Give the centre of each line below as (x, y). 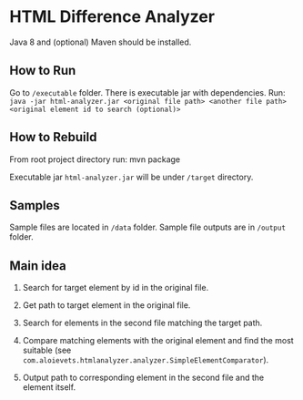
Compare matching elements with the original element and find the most (158, 341)
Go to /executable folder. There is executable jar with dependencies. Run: (147, 92)
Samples (35, 205)
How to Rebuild (53, 137)
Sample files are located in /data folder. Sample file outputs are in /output (148, 227)
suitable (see (47, 350)
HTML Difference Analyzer (112, 17)
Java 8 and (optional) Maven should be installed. (101, 42)
